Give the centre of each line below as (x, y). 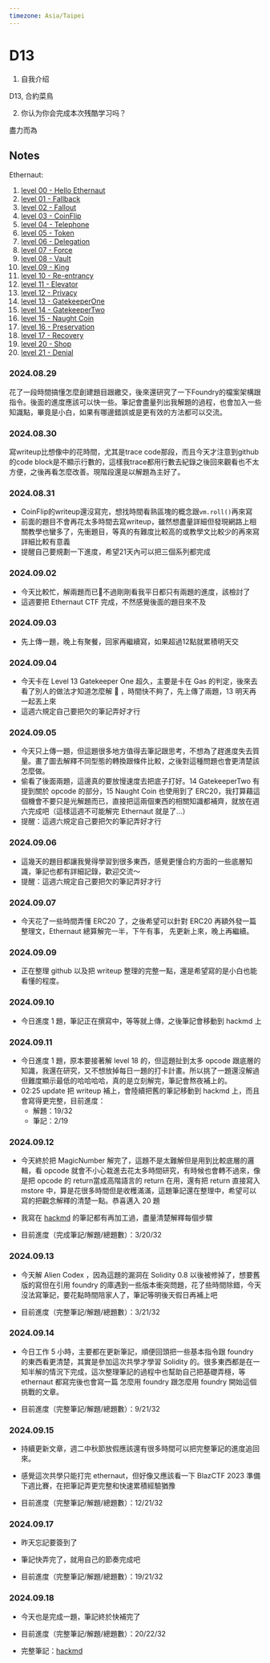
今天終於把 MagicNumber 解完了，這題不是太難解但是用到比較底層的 (134, 1160)
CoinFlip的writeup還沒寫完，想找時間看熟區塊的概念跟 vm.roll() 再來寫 (137, 512)
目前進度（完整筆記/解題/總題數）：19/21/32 (92, 1577)
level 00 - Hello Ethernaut (63, 190)
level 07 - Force (46, 251)
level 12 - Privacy (49, 293)
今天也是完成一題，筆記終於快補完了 (81, 1616)
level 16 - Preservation (58, 327)
